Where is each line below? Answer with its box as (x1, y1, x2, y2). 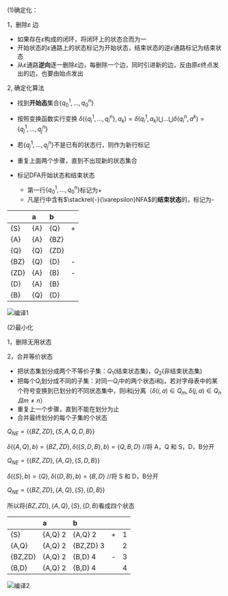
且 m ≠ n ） (16, 396, 47, 404)
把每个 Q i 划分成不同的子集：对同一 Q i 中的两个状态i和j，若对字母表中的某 (16, 377, 218, 387)
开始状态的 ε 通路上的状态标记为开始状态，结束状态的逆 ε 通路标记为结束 (16, 44, 216, 51)
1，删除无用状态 (7, 338, 52, 346)
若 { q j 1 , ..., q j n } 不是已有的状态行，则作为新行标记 (16, 140, 151, 151)
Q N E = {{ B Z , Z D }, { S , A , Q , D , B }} (7, 427, 95, 437)
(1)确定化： (7, 6, 38, 14)
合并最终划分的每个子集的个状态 (16, 413, 107, 422)
